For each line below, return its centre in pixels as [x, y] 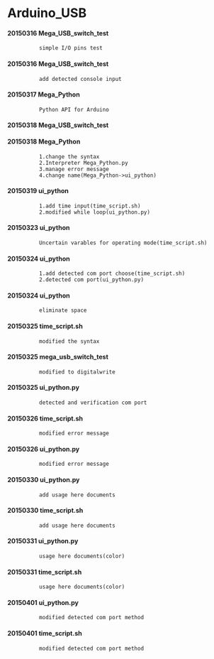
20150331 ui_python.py [43, 541]
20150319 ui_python [38, 191]
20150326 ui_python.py [44, 449]
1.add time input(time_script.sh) [90, 206]
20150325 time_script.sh [45, 326]
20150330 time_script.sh [45, 511]
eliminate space [63, 310]
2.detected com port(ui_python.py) [91, 280]
